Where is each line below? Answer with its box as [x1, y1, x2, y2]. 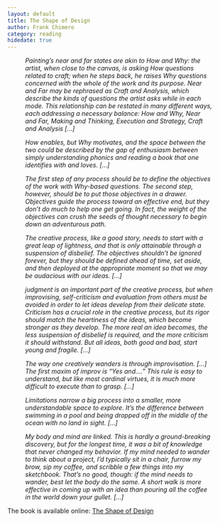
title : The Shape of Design [7, 17, 91, 24]
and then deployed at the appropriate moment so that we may [25, 264, 208, 272]
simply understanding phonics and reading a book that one [25, 154, 199, 162]
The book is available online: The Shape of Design [7, 506, 154, 516]
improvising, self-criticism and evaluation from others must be [25, 293, 208, 302]
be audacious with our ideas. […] [25, 272, 122, 280]
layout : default [7, 10, 55, 18]
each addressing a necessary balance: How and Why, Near [25, 110, 201, 118]
